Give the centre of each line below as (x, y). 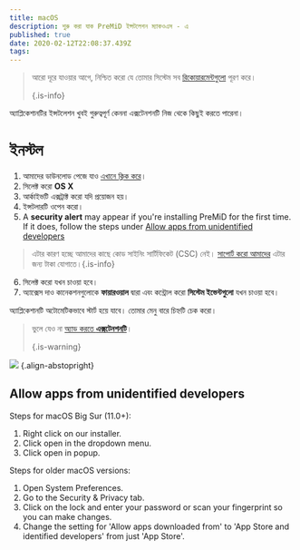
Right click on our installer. (72, 433)
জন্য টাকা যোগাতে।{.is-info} (73, 264)
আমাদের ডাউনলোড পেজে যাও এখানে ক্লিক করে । (84, 176)
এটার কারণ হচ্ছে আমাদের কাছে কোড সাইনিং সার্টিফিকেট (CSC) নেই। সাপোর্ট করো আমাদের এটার (158, 254)
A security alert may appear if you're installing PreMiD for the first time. (157, 217)
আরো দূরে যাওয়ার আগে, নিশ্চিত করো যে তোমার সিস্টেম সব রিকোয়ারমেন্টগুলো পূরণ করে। (144, 77)
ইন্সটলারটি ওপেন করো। (53, 207)
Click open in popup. (61, 452)
